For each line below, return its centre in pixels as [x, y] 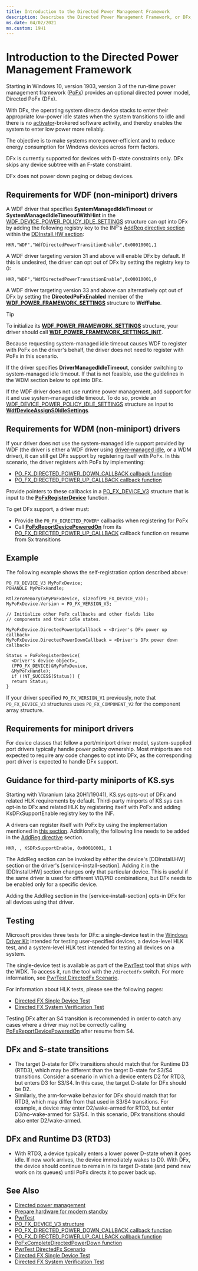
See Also [23, 1191]
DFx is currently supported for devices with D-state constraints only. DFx [95, 159]
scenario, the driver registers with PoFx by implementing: [76, 462]
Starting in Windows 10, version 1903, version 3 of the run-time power [91, 86]
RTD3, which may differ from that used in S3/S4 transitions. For [92, 1101]
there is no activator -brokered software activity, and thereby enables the [94, 123]
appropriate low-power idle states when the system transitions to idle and [95, 117]
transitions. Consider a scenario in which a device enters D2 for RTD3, [100, 1076]
